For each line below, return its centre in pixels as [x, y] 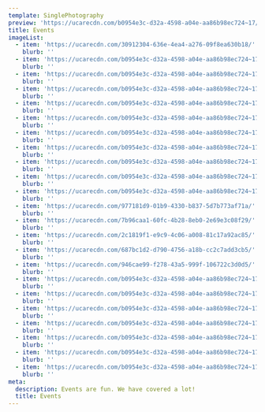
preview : [22, 23]
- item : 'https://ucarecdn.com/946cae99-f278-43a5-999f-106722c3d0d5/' [136, 265]
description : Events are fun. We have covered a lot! [105, 389]
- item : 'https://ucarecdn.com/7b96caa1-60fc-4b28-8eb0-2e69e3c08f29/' [136, 221]
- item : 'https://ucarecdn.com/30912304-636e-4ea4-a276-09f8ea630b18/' [136, 45]
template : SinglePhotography [56, 15]
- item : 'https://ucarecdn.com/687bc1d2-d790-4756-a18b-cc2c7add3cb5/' [136, 250]
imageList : [26, 37]
